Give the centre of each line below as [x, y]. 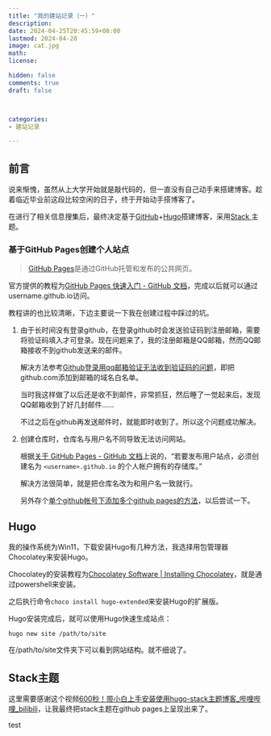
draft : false [30, 90]
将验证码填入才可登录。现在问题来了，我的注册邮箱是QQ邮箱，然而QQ [137, 341]
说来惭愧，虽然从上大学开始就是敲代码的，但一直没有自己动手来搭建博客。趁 [135, 190]
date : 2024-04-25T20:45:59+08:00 [65, 31]
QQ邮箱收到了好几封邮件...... [67, 405]
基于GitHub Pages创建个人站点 [69, 249]
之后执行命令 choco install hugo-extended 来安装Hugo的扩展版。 [116, 601]
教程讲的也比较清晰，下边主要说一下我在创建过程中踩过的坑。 [111, 313]
